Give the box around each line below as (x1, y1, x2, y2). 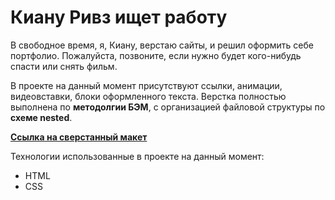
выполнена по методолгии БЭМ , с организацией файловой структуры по (10, 101, 326, 113)
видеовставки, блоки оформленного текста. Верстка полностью (10, 90, 287, 102)
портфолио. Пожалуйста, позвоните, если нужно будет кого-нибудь (10, 49, 302, 61)
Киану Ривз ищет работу (10, 6, 228, 29)
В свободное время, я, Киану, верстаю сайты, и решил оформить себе (10, 39, 314, 51)
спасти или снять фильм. (10, 60, 118, 72)
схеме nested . (10, 111, 73, 123)
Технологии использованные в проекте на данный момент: (10, 150, 265, 162)
